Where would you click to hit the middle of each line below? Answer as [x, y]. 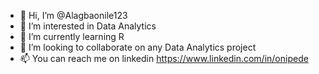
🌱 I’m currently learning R [72, 36]
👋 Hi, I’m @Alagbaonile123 [73, 15]
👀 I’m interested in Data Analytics [88, 26]
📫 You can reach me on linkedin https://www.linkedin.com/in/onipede [164, 58]
